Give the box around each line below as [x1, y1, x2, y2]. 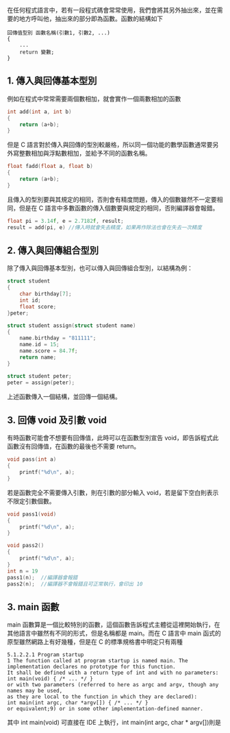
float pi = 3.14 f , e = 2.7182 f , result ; [7, 217, 125, 224]
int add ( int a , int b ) [7, 108, 72, 115]
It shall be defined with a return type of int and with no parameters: [7, 669, 219, 677]
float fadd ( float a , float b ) [7, 163, 94, 170]
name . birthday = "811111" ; [19, 335, 97, 341]
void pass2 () [7, 542, 44, 549]
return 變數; [19, 49, 55, 56]
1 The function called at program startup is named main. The [7, 658, 188, 664]
